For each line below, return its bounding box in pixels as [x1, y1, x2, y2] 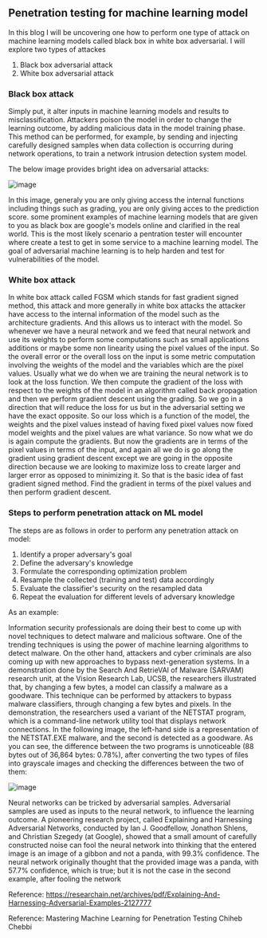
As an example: [8, 607, 59, 617]
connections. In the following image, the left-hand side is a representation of [8, 724, 259, 734]
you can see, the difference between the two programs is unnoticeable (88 [8, 741, 254, 751]
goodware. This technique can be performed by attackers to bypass [8, 690, 233, 700]
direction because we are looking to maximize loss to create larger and [8, 462, 241, 471]
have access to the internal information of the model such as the [8, 309, 220, 319]
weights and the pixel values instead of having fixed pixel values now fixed [8, 420, 253, 429]
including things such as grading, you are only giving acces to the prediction [8, 203, 259, 214]
